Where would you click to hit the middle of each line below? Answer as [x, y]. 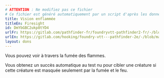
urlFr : [12, 32]
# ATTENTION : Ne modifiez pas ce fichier [49, 10]
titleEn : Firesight [25, 23]
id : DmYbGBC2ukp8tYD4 [27, 28]
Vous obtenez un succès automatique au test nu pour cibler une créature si [81, 65]
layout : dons [18, 42]
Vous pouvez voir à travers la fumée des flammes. [55, 55]
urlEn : [12, 37]
